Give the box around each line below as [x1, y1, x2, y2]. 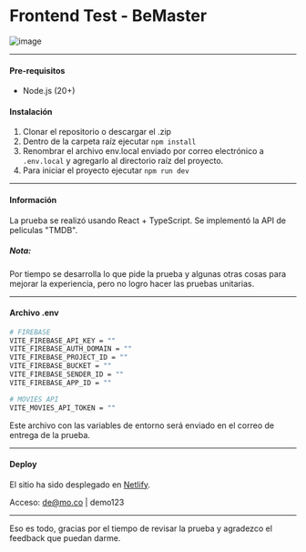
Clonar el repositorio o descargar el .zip [22, 127, 171, 138]
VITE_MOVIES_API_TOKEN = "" [9, 403, 117, 413]
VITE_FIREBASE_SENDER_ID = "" [9, 370, 125, 379]
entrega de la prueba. [9, 429, 91, 440]
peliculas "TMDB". [9, 224, 78, 235]
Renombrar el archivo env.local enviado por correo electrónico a [22, 146, 264, 157]
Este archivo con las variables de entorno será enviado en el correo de [9, 420, 275, 431]
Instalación [9, 106, 53, 117]
